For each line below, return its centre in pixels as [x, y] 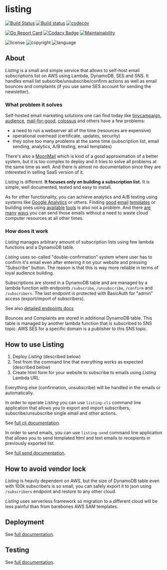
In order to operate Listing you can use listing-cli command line [73, 403]
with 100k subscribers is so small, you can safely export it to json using [78, 486]
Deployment [25, 522]
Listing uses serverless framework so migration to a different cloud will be [81, 501]
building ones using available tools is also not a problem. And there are [78, 208]
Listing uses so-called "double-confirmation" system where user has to [79, 257]
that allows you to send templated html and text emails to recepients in [78, 438]
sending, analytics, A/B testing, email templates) [62, 147]
